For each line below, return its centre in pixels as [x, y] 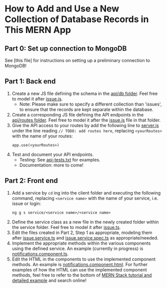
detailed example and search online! [49, 280]
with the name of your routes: [42, 136]
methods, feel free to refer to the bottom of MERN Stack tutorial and [82, 275]
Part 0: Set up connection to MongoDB [66, 48]
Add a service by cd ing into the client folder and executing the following [86, 192]
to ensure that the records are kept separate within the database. [86, 109]
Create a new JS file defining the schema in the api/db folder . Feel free [85, 93]
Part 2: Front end [31, 181]
